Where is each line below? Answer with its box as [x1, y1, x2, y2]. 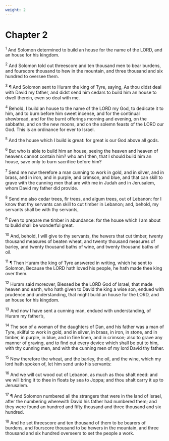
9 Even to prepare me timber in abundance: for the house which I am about [5, 216, 161, 223]
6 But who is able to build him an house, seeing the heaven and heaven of [5, 147, 158, 154]
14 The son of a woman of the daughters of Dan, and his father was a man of [5, 323, 164, 330]
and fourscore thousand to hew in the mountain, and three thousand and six [5, 68, 163, 74]
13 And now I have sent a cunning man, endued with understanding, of [5, 307, 151, 314]
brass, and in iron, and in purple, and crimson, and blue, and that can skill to [5, 174, 163, 180]
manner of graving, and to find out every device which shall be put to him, [5, 340, 159, 346]
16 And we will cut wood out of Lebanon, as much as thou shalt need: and [5, 371, 158, 378]
